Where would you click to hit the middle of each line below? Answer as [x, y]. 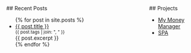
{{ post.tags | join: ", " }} [40, 32]
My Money [171, 20]
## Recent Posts [27, 8]
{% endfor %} [32, 44]
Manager [169, 26]
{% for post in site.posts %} [50, 20]
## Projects [163, 8]
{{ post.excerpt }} [37, 38]
